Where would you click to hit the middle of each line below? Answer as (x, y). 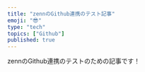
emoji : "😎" (24, 20)
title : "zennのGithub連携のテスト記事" (61, 14)
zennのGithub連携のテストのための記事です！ (74, 61)
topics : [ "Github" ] (36, 34)
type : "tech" (27, 27)
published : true (31, 40)
